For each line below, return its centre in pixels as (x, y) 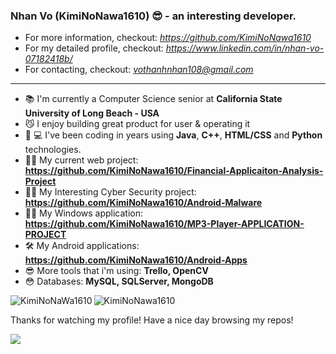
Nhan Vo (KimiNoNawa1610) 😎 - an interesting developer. (153, 16)
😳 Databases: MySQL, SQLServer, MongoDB (119, 281)
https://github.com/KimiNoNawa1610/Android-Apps (136, 260)
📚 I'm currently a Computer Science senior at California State (153, 99)
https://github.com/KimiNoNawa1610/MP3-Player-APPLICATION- (164, 224)
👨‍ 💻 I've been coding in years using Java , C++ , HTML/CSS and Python (173, 135)
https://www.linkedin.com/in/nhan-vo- (245, 48)
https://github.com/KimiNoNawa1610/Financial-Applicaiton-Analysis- (174, 171)
